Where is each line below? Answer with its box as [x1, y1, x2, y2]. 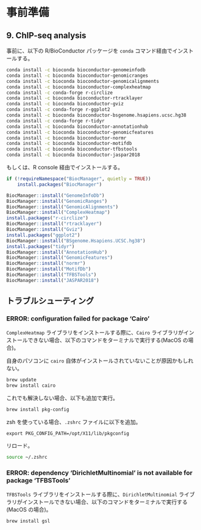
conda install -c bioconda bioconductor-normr [6, 135, 127, 141]
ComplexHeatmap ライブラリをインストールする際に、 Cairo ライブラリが [6, 329, 184, 336]
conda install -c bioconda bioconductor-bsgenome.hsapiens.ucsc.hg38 [6, 112, 187, 118]
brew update [6, 377, 37, 383]
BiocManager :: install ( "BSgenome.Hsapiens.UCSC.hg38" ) [6, 238, 146, 244]
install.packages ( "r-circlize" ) [6, 215, 88, 221]
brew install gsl [6, 518, 51, 525]
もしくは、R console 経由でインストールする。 [6, 164, 124, 171]
